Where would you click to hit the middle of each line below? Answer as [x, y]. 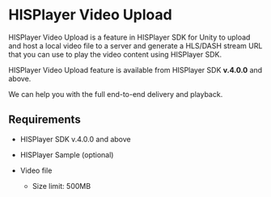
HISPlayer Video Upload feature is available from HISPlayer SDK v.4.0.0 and [135, 69]
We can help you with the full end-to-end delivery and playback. [116, 94]
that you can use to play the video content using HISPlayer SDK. [115, 54]
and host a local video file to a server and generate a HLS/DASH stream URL [135, 45]
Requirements [44, 120]
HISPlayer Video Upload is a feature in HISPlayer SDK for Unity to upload [129, 37]
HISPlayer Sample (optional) [67, 154]
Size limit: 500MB [61, 186]
